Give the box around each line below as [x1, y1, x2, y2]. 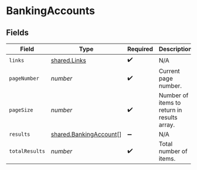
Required [127, 45, 154, 53]
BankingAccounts [6, 4, 96, 18]
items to [158, 99, 181, 106]
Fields [6, 28, 29, 38]
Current [158, 67, 180, 75]
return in [158, 106, 182, 114]
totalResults [9, 148, 46, 154]
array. [158, 121, 175, 129]
